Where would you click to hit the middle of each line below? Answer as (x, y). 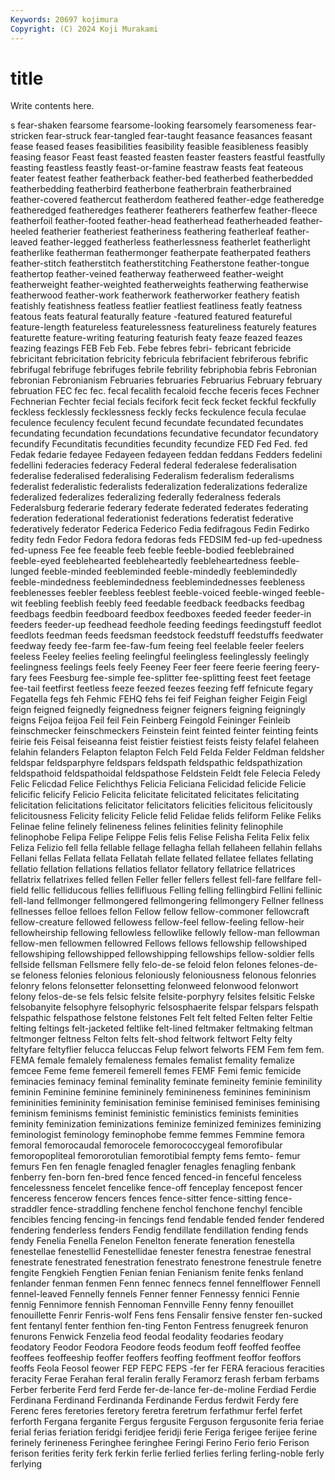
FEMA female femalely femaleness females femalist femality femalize (152, 1060)
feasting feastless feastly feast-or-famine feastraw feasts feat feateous (157, 168)
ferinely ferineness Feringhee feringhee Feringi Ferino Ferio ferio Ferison (160, 1443)
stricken (27, 136)
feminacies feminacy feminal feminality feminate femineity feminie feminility (166, 1082)
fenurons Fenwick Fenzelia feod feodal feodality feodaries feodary (147, 1337)
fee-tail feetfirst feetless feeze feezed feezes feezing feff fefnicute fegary (162, 688)
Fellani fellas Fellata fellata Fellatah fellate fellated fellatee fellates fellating (162, 858)
